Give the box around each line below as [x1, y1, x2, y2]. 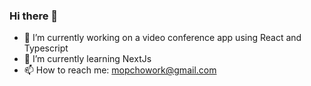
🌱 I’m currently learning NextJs [23, 53, 152, 65]
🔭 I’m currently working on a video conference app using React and [23, 32, 302, 44]
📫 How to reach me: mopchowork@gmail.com [23, 64, 217, 76]
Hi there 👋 [9, 9, 59, 23]
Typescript [23, 42, 69, 54]
